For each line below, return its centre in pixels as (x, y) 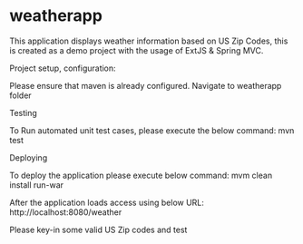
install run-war (37, 185)
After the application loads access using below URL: (107, 202)
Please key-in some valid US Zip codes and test (98, 229)
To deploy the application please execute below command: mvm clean (141, 175)
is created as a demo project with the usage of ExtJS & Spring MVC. (137, 50)
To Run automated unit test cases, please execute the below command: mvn (152, 130)
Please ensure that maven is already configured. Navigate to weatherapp (146, 85)
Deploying (29, 157)
